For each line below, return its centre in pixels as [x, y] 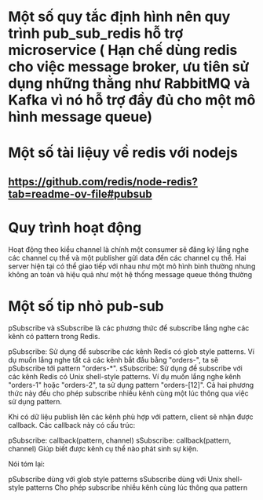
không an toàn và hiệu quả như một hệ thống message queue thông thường [130, 274]
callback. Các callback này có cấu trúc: [72, 425]
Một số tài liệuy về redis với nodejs [123, 153]
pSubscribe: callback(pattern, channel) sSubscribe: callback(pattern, [120, 440]
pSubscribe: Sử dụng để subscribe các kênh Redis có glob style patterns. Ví [131, 351]
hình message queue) [80, 117]
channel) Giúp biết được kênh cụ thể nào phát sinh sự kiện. [103, 448]
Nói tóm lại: [26, 464]
